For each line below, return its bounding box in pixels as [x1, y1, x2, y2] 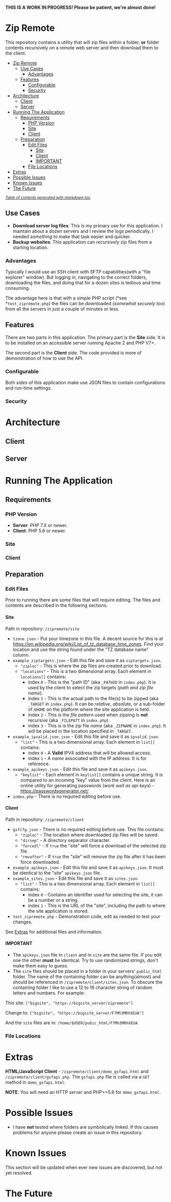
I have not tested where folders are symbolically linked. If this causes [12, 1124, 159, 1130]
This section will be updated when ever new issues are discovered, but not [5, 1164, 162, 1170]
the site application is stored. [28, 908, 89, 914]
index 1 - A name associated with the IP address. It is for [28, 755, 147, 761]
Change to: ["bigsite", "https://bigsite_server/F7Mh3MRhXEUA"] [5, 1010, 144, 1016]
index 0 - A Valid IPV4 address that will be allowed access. [28, 750, 152, 756]
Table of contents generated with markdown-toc [5, 195, 91, 200]
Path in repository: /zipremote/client [5, 816, 84, 823]
